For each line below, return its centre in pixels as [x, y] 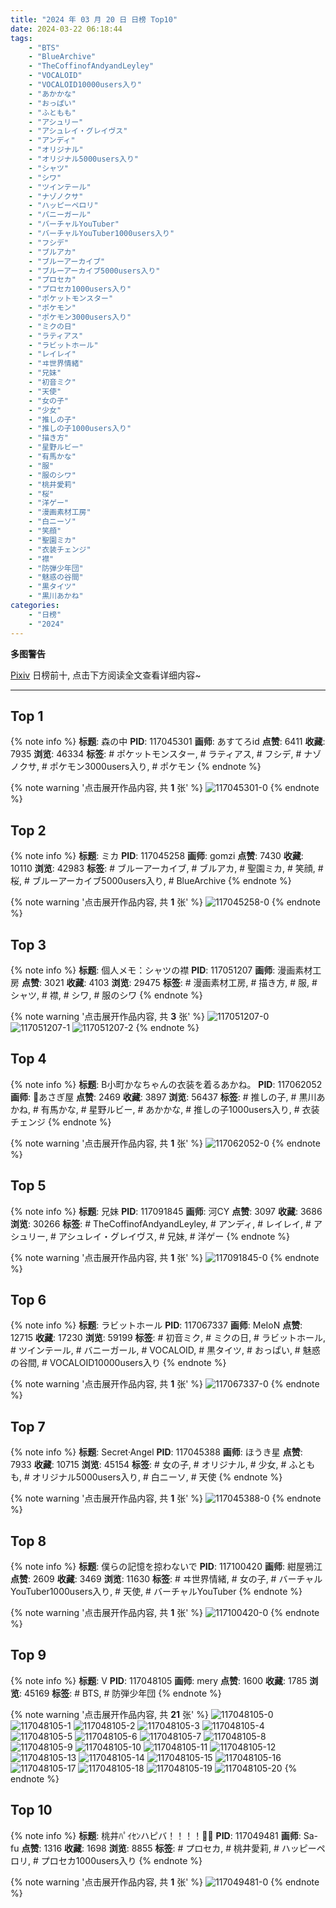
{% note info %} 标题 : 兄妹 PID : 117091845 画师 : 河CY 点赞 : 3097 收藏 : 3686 [166, 1211]
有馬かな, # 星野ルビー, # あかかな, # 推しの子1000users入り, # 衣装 [180, 1109]
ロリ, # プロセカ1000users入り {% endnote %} [106, 1860]
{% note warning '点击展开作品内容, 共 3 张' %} [108, 1016]
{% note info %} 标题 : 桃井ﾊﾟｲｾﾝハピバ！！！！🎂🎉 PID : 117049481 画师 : [156, 1835]
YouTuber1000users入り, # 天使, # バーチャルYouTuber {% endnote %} [156, 1591]
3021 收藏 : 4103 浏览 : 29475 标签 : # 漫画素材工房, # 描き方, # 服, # [180, 982]
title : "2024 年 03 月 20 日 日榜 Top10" [94, 19]
